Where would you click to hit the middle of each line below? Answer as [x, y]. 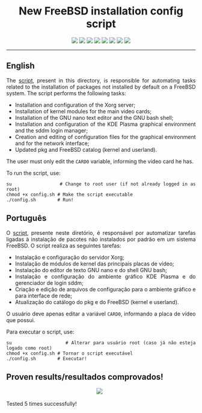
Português [26, 218]
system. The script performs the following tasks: [66, 93]
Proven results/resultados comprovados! [85, 377]
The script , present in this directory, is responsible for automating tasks [101, 80]
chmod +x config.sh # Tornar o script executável [70, 353]
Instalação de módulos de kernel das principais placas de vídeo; [94, 264]
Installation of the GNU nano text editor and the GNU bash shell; [94, 117]
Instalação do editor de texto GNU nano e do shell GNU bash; [91, 270]
